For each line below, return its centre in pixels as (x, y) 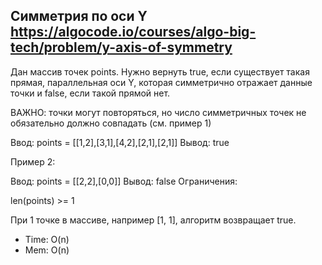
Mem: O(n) (47, 250)
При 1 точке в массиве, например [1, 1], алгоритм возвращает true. (153, 220)
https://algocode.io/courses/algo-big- (133, 32)
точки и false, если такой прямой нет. (90, 93)
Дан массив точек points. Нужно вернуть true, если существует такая (160, 71)
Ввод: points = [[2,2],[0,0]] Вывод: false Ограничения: (124, 181)
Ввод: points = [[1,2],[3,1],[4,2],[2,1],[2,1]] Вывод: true (120, 142)
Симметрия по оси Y (79, 16)
